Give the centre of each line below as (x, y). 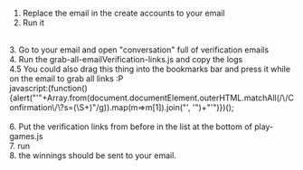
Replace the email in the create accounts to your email (123, 13)
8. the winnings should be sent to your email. (93, 156)
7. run (19, 146)
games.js (26, 136)
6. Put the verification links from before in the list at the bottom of (131, 127)
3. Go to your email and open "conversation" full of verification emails (139, 50)
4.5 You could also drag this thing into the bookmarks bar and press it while (150, 69)
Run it (33, 23)
